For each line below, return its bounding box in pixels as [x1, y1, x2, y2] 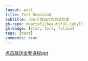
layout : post [5, 7, 33, 13]
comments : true [5, 36, 38, 41]
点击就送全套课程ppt [5, 50, 49, 56]
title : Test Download [5, 12, 52, 17]
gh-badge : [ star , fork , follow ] [5, 26, 74, 31]
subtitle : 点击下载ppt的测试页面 [5, 17, 70, 22]
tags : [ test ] [5, 31, 33, 36]
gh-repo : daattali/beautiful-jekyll [5, 21, 83, 27]
